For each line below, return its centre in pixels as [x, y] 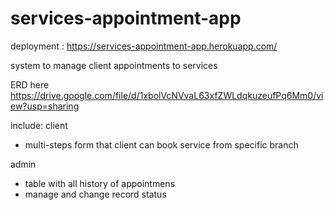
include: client [39, 125]
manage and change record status [95, 194]
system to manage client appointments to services [114, 65]
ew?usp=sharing [45, 106]
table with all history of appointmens [100, 183]
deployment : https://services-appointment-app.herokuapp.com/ [144, 46]
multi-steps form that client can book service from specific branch [161, 144]
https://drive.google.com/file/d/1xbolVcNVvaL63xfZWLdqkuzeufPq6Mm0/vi [167, 95]
